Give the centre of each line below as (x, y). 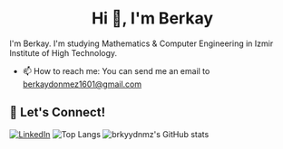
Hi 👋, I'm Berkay (152, 19)
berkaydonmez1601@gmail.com (82, 84)
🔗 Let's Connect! (58, 112)
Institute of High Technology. (63, 52)
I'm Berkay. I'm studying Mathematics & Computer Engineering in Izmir (141, 43)
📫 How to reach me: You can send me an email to (116, 70)
